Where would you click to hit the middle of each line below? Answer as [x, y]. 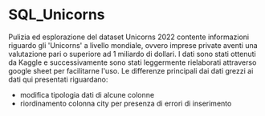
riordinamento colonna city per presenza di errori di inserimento [126, 103]
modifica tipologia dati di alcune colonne [87, 94]
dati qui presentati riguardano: [58, 79]
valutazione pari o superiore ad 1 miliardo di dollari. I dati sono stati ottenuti [132, 54]
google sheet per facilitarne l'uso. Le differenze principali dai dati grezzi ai [131, 70]
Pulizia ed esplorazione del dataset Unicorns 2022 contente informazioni [129, 37]
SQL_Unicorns [57, 15]
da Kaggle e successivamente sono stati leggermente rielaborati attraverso [132, 62]
